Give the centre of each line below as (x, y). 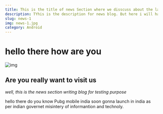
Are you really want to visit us (51, 80)
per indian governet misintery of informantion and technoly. (64, 106)
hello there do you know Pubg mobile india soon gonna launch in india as (78, 101)
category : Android (24, 28)
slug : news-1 (18, 18)
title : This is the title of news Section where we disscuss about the (79, 9)
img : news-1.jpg (21, 23)
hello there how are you (53, 52)
